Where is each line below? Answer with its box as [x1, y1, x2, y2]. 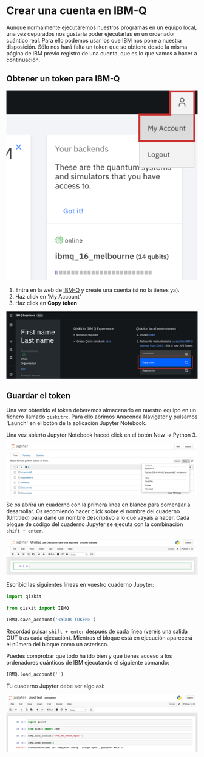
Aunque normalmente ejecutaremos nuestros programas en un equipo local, [6, 24, 197, 31]
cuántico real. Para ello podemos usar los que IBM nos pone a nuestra [6, 36, 182, 44]
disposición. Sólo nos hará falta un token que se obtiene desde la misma [6, 43, 188, 50]
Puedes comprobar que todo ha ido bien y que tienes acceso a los [6, 652, 172, 660]
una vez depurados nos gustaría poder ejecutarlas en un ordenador [6, 30, 175, 37]
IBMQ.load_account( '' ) [6, 671, 64, 678]
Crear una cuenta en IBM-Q [6, 4, 147, 18]
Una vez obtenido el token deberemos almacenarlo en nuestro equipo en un [6, 407, 197, 414]
